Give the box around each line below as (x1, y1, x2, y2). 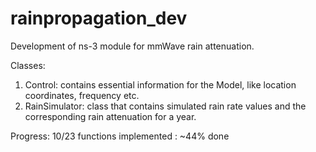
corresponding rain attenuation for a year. (24, 110, 197, 122)
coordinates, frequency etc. (24, 89, 140, 101)
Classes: (10, 59, 46, 71)
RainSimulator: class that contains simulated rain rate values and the (24, 100, 307, 112)
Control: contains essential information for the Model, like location (24, 78, 297, 91)
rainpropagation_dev (10, 7, 188, 30)
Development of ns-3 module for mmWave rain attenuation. (10, 40, 255, 52)
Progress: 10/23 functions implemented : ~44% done (10, 130, 230, 142)
